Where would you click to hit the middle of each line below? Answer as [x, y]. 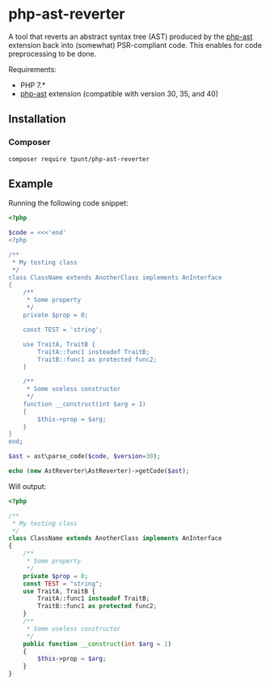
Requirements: [32, 69]
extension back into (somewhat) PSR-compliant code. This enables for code [135, 45]
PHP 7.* [33, 85]
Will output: [27, 486]
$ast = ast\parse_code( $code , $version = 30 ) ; [84, 457]
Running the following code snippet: [68, 203]
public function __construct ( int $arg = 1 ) [97, 644]
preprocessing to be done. [53, 53]
